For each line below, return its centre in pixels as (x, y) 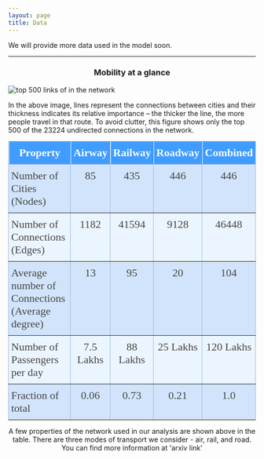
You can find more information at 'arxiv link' (132, 447)
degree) (27, 324)
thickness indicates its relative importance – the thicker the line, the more (126, 113)
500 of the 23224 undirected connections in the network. (101, 129)
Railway (132, 153)
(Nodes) (29, 201)
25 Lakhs (178, 346)
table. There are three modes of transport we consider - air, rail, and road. (132, 439)
